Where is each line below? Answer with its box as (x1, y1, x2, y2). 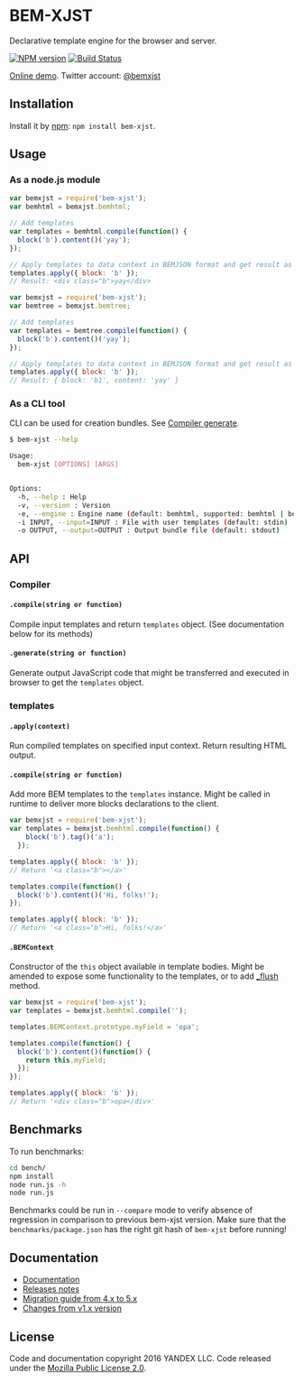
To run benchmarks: (9, 1146, 85, 1156)
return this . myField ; (25, 1055, 106, 1064)
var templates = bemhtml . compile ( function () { (9, 227, 188, 236)
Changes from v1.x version (22, 1303, 122, 1313)
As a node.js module (9, 173, 101, 186)
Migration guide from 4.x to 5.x (22, 1294, 138, 1304)
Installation (9, 97, 74, 112)
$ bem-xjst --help (9, 435, 78, 445)
